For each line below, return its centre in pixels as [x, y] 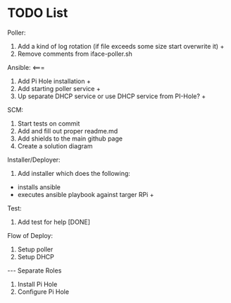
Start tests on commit [49, 123]
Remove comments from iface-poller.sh [75, 54]
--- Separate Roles [35, 271]
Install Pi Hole [37, 284]
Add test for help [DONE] [54, 222]
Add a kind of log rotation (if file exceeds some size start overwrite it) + [121, 46]
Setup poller [35, 249]
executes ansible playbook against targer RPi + [86, 194]
